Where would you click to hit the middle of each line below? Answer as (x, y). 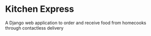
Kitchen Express (40, 9)
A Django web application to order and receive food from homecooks (76, 23)
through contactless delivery (34, 28)
